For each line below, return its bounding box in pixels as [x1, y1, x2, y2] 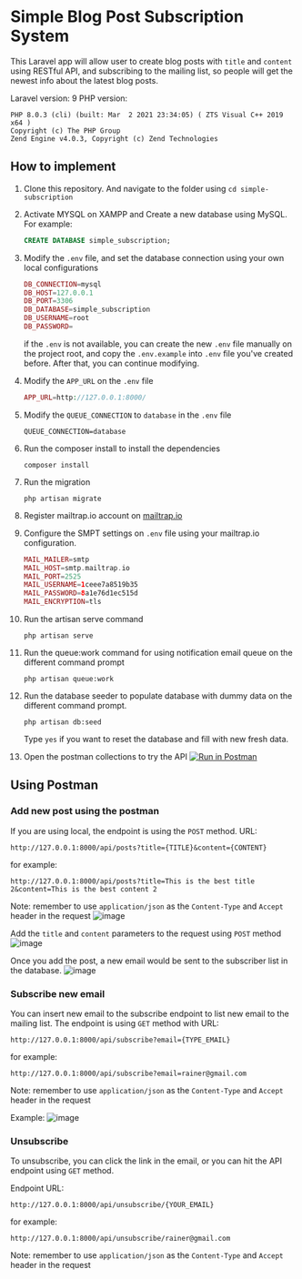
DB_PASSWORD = [23, 322, 74, 331]
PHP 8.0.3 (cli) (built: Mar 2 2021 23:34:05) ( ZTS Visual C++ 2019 [10, 110, 284, 119]
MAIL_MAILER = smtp [23, 555, 90, 564]
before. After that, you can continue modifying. [23, 358, 199, 368]
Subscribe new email [10, 987, 106, 1000]
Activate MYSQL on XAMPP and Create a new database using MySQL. [23, 208, 287, 219]
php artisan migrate [23, 494, 102, 503]
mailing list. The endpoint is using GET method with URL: [10, 1017, 219, 1029]
